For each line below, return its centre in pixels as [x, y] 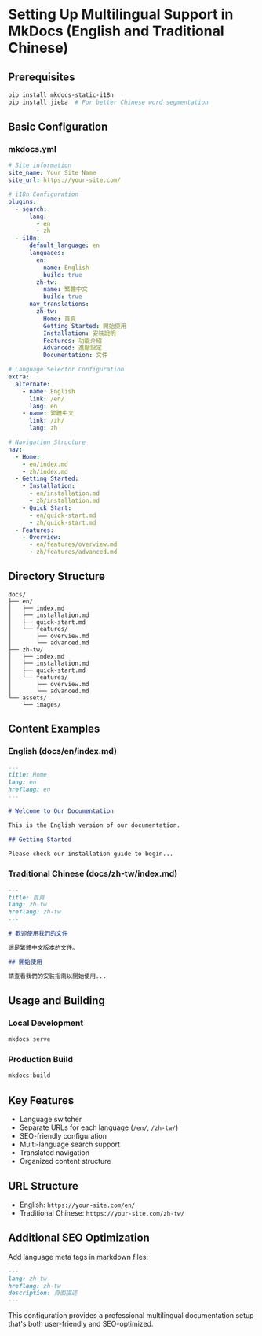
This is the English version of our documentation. [94, 825]
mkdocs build [29, 1076]
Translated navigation [55, 1153]
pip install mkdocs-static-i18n [61, 95]
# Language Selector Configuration [66, 370]
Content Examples [54, 729]
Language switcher [51, 1120]
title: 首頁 [26, 897]
